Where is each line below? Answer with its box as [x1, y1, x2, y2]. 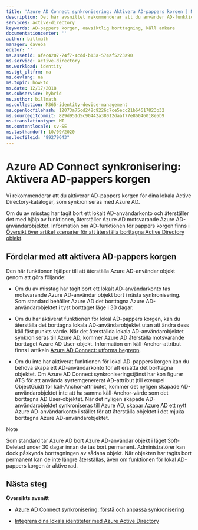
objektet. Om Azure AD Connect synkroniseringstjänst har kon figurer [14, 370, 184, 377]
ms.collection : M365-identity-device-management [6, 101, 128, 108]
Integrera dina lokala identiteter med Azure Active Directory [14, 518, 159, 525]
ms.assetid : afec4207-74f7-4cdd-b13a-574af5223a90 [6, 52, 133, 58]
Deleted [6, 443, 25, 450]
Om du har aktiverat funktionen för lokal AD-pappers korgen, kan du [14, 315, 181, 322]
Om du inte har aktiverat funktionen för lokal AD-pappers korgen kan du [14, 357, 190, 365]
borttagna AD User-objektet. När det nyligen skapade [14, 395, 145, 402]
